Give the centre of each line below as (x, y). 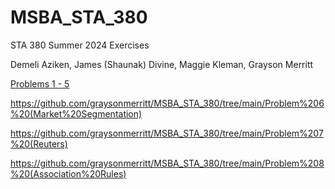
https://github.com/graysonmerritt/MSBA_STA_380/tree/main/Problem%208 (167, 163)
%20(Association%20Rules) (68, 173)
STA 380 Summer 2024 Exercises (80, 45)
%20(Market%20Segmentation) (76, 113)
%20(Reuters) (39, 143)
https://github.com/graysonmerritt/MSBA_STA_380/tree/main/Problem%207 (167, 133)
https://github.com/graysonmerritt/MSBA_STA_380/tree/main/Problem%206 (167, 103)
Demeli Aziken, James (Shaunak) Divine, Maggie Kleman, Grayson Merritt (162, 64)
